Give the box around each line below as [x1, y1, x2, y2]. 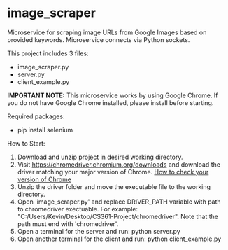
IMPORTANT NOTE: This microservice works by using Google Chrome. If [7, 91, 218, 99]
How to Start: [7, 139, 45, 148]
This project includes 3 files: [7, 49, 89, 57]
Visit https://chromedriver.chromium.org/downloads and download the [17, 160, 220, 169]
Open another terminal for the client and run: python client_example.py [17, 235, 222, 243]
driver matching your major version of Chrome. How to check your [17, 167, 209, 176]
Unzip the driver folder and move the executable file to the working [17, 182, 211, 190]
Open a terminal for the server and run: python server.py [17, 227, 180, 235]
